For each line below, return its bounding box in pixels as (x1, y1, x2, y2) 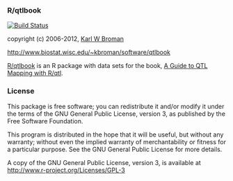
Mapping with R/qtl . (7, 69, 64, 78)
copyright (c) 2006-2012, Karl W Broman (7, 35, 124, 43)
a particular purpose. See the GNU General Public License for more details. (7, 145, 223, 153)
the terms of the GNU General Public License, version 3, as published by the (7, 110, 226, 118)
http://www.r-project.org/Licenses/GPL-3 (7, 166, 125, 174)
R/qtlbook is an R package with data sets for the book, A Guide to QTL (7, 62, 208, 70)
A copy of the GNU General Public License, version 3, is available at (7, 158, 202, 166)
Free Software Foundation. (7, 117, 83, 125)
